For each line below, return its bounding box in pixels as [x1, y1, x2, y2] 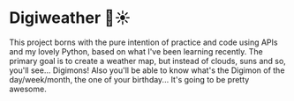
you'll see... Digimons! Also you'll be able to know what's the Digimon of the [9, 65, 285, 76]
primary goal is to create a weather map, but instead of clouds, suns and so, [9, 55, 287, 66]
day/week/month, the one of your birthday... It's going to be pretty [9, 74, 250, 84]
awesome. [9, 83, 47, 94]
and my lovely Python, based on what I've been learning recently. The [9, 46, 263, 56]
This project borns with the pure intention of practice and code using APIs [9, 37, 278, 47]
